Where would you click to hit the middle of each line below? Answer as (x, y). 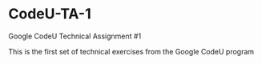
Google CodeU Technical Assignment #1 (75, 36)
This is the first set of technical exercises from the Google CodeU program (131, 51)
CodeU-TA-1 (50, 14)
